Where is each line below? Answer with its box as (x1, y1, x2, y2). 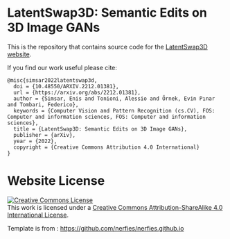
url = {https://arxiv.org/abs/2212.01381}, (13, 89, 141, 96)
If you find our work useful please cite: (7, 63, 118, 72)
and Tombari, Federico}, (7, 101, 79, 108)
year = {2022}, (13, 138, 57, 145)
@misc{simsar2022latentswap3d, (7, 76, 98, 84)
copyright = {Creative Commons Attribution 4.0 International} (13, 144, 200, 151)
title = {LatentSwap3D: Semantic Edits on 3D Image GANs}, (13, 125, 188, 133)
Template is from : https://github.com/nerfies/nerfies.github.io (7, 224, 184, 232)
